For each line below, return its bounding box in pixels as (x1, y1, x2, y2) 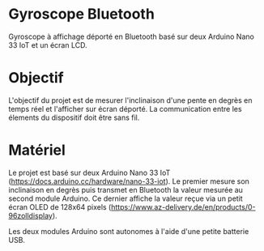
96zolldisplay (8, 211, 53, 220)
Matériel (8, 141, 66, 160)
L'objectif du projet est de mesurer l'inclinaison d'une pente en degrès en (8, 95, 253, 105)
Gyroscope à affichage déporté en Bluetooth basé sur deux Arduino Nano (8, 32, 255, 41)
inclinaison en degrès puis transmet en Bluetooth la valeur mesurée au (8, 185, 243, 194)
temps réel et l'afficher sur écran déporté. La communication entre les (8, 104, 242, 113)
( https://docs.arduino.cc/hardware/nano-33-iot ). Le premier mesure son (8, 176, 249, 186)
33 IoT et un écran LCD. (8, 40, 87, 49)
